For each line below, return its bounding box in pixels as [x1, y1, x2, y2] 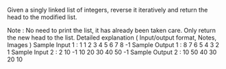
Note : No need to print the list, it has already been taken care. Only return [7, 27, 216, 34]
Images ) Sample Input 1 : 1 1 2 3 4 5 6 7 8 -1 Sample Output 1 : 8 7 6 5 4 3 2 [7, 41, 220, 49]
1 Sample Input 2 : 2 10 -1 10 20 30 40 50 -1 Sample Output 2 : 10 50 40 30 [7, 48, 217, 56]
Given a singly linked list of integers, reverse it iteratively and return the [7, 6, 208, 14]
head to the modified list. [7, 13, 77, 21]
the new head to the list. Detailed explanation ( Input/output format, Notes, [7, 33, 217, 42]
